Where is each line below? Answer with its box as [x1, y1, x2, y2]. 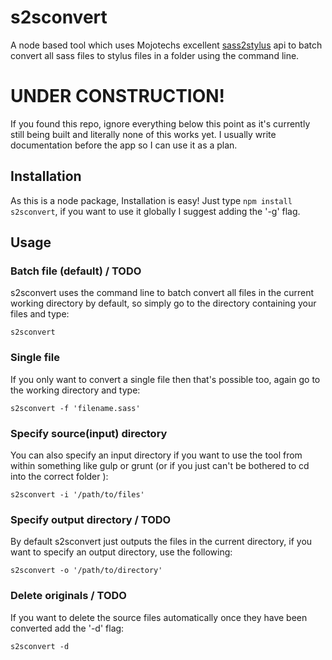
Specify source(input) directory [10, 426, 168, 440]
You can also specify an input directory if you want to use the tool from [10, 449, 303, 461]
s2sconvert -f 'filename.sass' [10, 403, 141, 413]
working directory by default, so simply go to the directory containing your [10, 297, 317, 310]
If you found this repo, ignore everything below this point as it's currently [10, 117, 311, 130]
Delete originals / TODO [10, 589, 127, 603]
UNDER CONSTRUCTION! [10, 85, 226, 108]
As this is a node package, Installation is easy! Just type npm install [10, 194, 293, 206]
